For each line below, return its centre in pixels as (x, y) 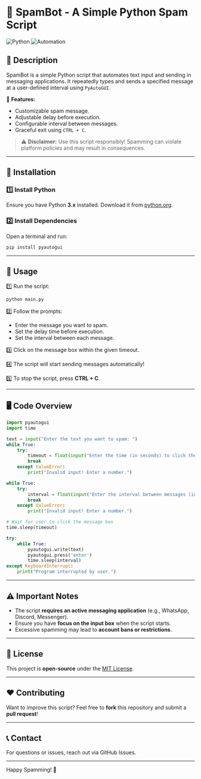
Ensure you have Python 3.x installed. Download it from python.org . (90, 205)
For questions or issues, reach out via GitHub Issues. (71, 753)
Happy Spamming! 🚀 (31, 770)
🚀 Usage (22, 271)
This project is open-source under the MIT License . (70, 668)
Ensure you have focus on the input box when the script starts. (93, 623)
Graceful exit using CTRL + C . (50, 130)
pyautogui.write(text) (56, 549)
